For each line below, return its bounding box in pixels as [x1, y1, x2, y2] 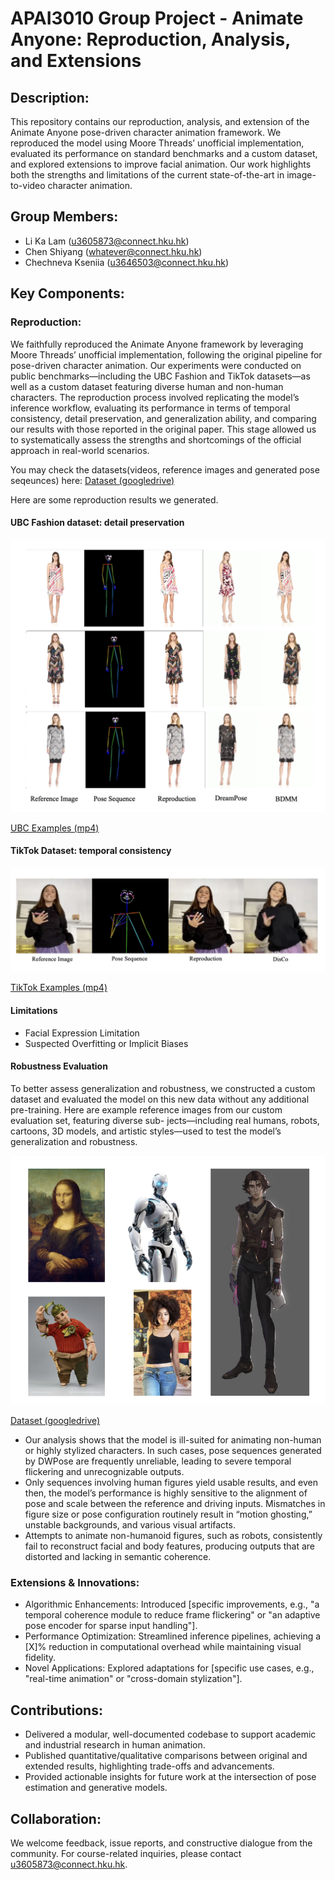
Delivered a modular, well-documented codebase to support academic [24, 1728, 317, 1741]
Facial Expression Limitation [24, 1027, 140, 1039]
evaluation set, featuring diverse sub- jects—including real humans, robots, [10, 1114, 320, 1126]
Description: [10, 89, 90, 106]
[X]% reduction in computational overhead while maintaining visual [24, 1641, 302, 1653]
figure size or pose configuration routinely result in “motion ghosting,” [24, 1508, 313, 1521]
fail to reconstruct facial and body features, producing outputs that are [24, 1540, 316, 1552]
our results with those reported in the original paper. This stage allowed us [10, 423, 317, 435]
